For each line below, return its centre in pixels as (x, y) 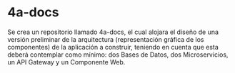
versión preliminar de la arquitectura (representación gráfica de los (106, 39)
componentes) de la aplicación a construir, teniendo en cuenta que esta (113, 47)
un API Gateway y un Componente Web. (66, 62)
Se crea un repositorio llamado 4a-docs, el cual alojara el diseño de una (113, 32)
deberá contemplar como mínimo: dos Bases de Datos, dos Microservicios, (118, 55)
